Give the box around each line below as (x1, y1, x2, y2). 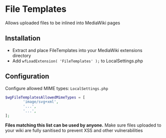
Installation (5, 34, 41, 43)
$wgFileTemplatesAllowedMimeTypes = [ (5, 95, 85, 100)
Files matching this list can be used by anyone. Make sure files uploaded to (5, 122, 162, 128)
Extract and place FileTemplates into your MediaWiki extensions (12, 47, 143, 53)
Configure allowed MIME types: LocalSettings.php (5, 85, 109, 91)
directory (12, 52, 31, 58)
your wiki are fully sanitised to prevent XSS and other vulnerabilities (5, 127, 143, 133)
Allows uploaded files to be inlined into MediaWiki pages (5, 20, 120, 26)
